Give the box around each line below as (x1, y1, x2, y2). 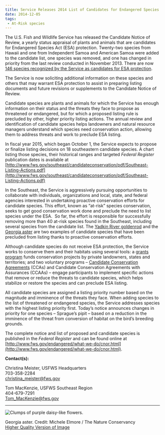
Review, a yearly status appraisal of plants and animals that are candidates (5, 40, 156, 46)
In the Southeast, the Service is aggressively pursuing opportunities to (5, 187, 147, 193)
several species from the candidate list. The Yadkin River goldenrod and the (5, 224, 159, 230)
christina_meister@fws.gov (5, 376, 60, 381)
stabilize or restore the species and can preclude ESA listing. (5, 280, 128, 286)
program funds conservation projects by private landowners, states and (5, 254, 150, 260)
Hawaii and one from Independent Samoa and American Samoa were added (5, 50, 159, 56)
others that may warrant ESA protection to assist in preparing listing (5, 81, 142, 86)
